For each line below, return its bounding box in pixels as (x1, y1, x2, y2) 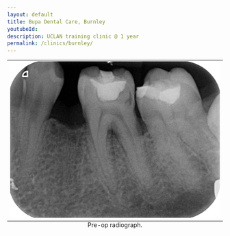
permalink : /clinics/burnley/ (7, 40, 94, 47)
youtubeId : (7, 25, 38, 32)
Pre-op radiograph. (88, 220, 142, 229)
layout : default (7, 11, 53, 18)
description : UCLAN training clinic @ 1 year (7, 33, 139, 40)
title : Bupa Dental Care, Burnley (7, 18, 106, 25)
